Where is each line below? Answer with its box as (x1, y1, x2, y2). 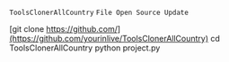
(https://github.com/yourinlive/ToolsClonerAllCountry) (9, 34, 209, 43)
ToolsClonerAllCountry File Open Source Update (9, 8, 189, 17)
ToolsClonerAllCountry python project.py (9, 43, 161, 53)
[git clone (9, 24, 45, 34)
